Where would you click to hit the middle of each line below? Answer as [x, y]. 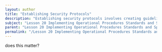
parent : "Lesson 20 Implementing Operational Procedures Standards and [78, 27]
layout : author [20, 9]
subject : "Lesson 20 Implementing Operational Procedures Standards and [80, 23]
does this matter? [22, 45]
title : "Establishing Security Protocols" [48, 14]
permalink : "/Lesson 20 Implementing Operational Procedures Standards [78, 32]
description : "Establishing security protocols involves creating [73, 18]
